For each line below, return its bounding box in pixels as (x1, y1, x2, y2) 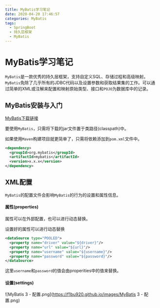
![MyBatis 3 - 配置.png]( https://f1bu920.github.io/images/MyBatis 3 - (5, 291, 143, 297)
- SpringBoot (9, 25, 36, 30)
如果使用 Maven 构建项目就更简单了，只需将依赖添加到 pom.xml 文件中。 (5, 136, 142, 141)
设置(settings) (5, 280, 34, 286)
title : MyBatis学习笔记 (5, 7, 50, 12)
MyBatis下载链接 (5, 115, 39, 121)
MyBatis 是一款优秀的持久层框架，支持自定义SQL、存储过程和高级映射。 (5, 73, 148, 79)
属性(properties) (5, 204, 39, 210)
